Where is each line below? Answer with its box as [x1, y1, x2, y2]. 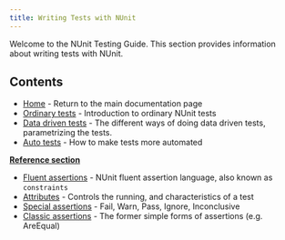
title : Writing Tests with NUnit [9, 13, 137, 23]
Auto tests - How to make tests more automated [22, 137, 203, 148]
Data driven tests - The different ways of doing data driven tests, [22, 117, 266, 128]
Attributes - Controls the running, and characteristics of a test [22, 192, 255, 203]
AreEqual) [22, 220, 61, 232]
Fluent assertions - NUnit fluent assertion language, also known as [22, 172, 273, 183]
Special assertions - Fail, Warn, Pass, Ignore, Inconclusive [22, 201, 240, 212]
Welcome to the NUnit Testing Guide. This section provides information [9, 38, 276, 49]
